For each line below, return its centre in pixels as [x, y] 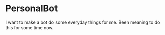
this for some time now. [30, 27]
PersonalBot [32, 9]
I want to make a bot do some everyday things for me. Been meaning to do [83, 22]
